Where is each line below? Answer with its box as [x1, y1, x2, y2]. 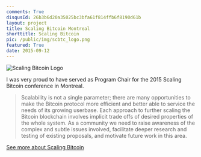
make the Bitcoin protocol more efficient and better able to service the [20, 100, 196, 107]
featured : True [6, 43, 45, 49]
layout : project [6, 20, 47, 26]
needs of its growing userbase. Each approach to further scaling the [20, 106, 191, 114]
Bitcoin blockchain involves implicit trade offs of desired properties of [20, 113, 194, 120]
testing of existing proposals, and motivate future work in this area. [20, 132, 187, 139]
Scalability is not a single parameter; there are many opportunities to [20, 93, 191, 101]
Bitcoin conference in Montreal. [6, 82, 84, 89]
